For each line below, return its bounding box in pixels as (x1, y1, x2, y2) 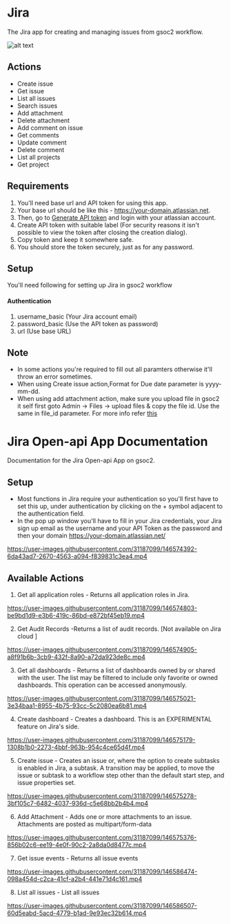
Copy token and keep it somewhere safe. (17, 235, 134, 243)
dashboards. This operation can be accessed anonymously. (17, 681, 188, 689)
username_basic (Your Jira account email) (17, 312, 138, 321)
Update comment (17, 138, 67, 147)
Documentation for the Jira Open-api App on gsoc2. (7, 456, 155, 464)
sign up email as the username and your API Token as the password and (17, 524, 223, 533)
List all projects (17, 153, 61, 161)
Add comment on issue (17, 123, 83, 132)
